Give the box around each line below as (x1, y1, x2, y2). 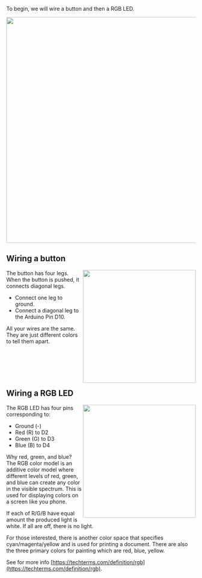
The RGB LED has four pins (6, 404, 74, 411)
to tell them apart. (6, 337, 50, 345)
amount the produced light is (6, 516, 78, 523)
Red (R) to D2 (14, 429, 49, 436)
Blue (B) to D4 (14, 441, 50, 449)
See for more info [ (6, 558, 53, 565)
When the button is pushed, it (6, 276, 79, 283)
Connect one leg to (14, 294, 63, 301)
